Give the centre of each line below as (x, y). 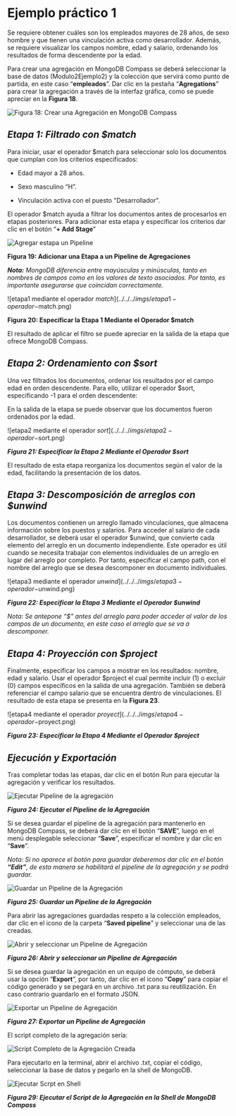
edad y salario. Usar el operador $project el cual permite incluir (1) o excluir (117, 678)
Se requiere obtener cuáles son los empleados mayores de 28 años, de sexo (118, 32)
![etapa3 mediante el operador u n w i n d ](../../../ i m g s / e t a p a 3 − (95, 581)
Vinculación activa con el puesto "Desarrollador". (89, 200)
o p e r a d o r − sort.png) (36, 438)
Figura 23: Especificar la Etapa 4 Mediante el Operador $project (103, 735)
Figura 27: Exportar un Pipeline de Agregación (76, 1021)
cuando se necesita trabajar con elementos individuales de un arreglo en (113, 553)
